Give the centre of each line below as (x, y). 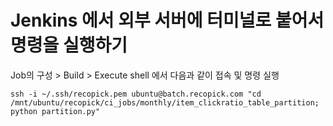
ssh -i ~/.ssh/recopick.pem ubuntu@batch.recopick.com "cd (136, 94)
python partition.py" (55, 111)
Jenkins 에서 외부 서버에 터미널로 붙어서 (167, 20)
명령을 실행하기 (69, 45)
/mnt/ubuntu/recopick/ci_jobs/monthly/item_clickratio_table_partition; (165, 102)
